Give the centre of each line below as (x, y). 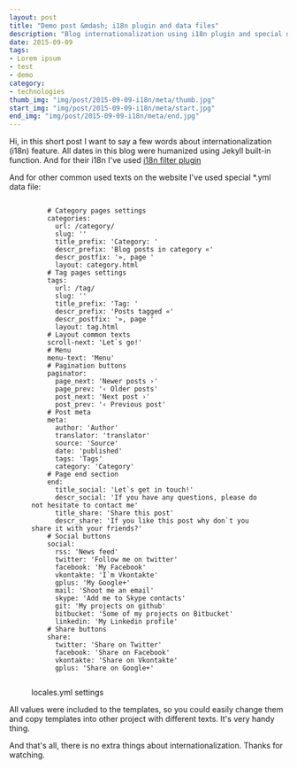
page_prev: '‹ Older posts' (107, 389)
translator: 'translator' (102, 436)
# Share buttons (77, 630)
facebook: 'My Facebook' (100, 568)
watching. (27, 755)
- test (21, 67)
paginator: (67, 374)
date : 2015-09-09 (41, 42)
